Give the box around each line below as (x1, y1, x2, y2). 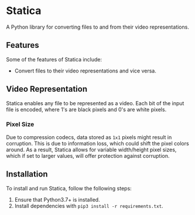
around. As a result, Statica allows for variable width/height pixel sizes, (6, 146, 177, 153)
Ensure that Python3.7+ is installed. (14, 196, 101, 203)
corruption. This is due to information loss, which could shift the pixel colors (6, 140, 189, 147)
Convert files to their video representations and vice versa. (14, 67, 156, 74)
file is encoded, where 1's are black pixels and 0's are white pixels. (6, 106, 167, 113)
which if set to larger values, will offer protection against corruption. (6, 152, 170, 159)
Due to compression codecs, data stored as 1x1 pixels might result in (6, 133, 172, 141)
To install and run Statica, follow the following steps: (6, 185, 132, 192)
